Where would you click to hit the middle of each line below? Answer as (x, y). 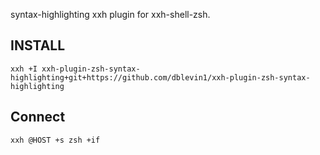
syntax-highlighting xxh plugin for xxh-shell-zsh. (110, 14)
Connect (38, 117)
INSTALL (38, 45)
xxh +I (24, 69)
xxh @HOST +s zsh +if (55, 140)
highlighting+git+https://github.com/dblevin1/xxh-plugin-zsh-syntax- (160, 77)
